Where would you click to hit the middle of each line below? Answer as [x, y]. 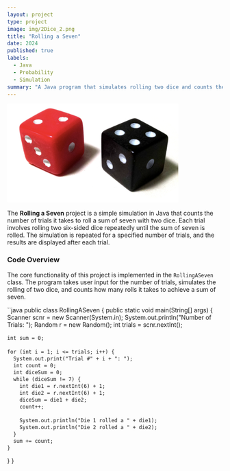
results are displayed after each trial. [59, 242]
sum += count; [33, 441]
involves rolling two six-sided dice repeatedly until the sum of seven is [106, 227]
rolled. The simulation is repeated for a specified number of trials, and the [111, 235]
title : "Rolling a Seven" [44, 36]
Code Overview [34, 260]
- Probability [33, 72]
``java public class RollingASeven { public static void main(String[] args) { [110, 310]
